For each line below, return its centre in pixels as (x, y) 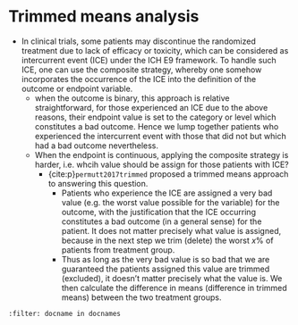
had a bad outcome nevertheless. (96, 146)
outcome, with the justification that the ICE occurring (159, 212)
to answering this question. (98, 183)
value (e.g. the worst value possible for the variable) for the (170, 202)
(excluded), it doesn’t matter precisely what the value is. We (172, 278)
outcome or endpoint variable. (77, 88)
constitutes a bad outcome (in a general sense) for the (162, 221)
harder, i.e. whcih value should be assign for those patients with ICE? (162, 164)
